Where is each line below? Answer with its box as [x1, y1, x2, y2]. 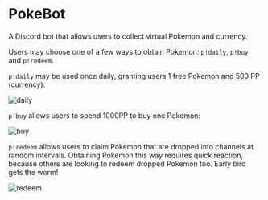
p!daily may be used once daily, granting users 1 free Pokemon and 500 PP [8, 71, 260, 80]
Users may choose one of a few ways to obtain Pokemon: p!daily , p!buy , [8, 47, 251, 56]
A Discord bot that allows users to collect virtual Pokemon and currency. [8, 31, 248, 41]
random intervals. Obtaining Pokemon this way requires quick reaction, [8, 150, 244, 160]
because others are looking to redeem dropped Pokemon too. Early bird [8, 158, 246, 169]
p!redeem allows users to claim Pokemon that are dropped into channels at [8, 141, 254, 151]
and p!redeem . [8, 55, 54, 65]
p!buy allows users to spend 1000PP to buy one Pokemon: [8, 110, 201, 120]
